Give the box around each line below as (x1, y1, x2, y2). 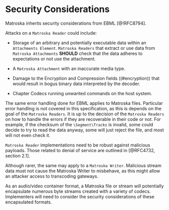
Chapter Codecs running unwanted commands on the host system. (12, 90, 152, 96)
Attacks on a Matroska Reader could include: (5, 30, 97, 36)
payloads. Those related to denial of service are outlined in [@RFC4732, (5, 147, 155, 153)
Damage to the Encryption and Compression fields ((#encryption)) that (12, 75, 160, 81)
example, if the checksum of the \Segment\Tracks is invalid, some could (5, 121, 153, 127)
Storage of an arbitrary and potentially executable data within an (12, 39, 146, 46)
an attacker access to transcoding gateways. (5, 173, 98, 179)
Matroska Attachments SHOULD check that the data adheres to (12, 50, 143, 56)
